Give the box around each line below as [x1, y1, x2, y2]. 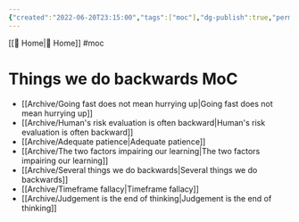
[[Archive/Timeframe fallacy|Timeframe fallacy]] [21, 184, 200, 194]
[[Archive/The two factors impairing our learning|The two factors [21, 145, 261, 156]
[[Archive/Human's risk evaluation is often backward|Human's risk [21, 117, 266, 127]
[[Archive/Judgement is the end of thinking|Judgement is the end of [21, 193, 272, 203]
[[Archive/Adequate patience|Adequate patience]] [21, 136, 206, 147]
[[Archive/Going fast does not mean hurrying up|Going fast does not [21, 98, 273, 109]
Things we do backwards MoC [8, 69, 238, 89]
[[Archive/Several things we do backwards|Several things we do [21, 164, 258, 175]
